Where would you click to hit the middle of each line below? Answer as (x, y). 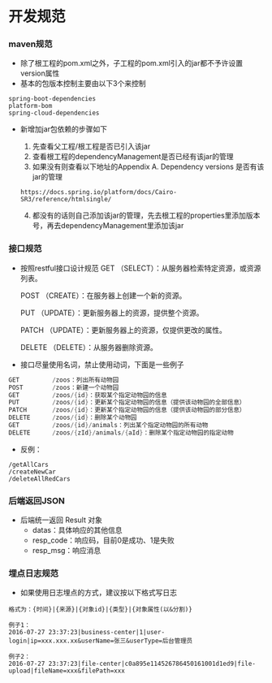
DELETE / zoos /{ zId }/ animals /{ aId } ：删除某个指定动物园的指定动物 (121, 432)
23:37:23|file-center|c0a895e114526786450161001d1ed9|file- (152, 664)
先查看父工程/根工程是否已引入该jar (91, 146)
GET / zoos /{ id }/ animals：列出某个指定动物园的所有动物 (108, 426)
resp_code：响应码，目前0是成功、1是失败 (103, 540)
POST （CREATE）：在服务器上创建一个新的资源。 (103, 295)
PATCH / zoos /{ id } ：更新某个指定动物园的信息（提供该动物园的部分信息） (127, 410)
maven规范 (30, 44)
